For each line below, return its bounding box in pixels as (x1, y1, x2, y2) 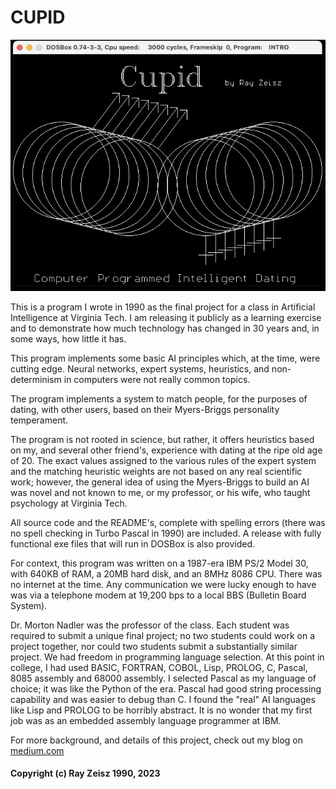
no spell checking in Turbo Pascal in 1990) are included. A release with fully (10, 527, 322, 539)
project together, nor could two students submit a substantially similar (10, 640, 298, 652)
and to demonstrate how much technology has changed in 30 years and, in (10, 322, 320, 334)
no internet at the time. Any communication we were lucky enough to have (10, 578, 317, 590)
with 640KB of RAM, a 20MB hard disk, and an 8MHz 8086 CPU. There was (10, 567, 323, 580)
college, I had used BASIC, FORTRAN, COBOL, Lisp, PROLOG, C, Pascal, (10, 661, 308, 673)
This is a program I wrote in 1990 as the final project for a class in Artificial (10, 301, 316, 313)
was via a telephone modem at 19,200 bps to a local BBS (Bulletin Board (10, 589, 307, 601)
